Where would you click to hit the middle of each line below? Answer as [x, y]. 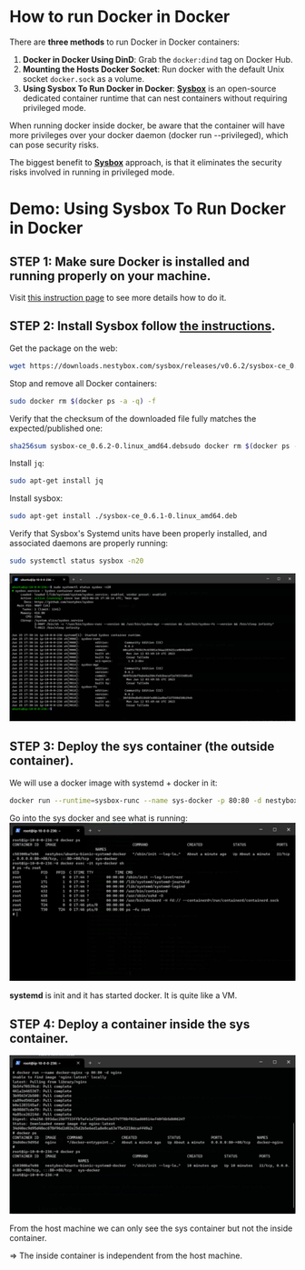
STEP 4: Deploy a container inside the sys [130, 1024]
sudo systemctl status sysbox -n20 [77, 561]
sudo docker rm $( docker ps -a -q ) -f [83, 401]
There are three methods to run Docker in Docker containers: [125, 42]
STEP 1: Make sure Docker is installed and [129, 261]
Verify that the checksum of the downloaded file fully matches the [133, 418]
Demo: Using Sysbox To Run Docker [148, 209]
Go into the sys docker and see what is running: [98, 818]
